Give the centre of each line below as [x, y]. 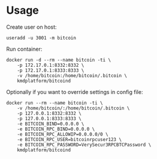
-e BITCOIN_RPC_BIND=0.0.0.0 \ [56, 129]
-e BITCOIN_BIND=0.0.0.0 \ [51, 124]
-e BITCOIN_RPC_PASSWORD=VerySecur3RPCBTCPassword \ [84, 145]
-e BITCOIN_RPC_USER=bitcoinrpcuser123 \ [69, 139]
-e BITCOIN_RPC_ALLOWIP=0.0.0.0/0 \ [63, 134]
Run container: [24, 49]
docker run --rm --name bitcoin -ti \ [55, 103]
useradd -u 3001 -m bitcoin [41, 38]
